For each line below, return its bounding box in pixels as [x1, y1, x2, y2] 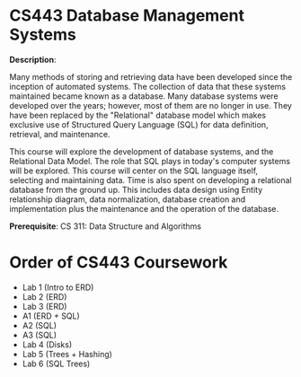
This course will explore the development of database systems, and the [9, 145, 274, 157]
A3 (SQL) [22, 329, 57, 340]
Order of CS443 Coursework [9, 252, 228, 273]
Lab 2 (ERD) [22, 291, 67, 302]
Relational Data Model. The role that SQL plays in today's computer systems [9, 155, 290, 166]
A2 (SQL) [22, 320, 57, 330]
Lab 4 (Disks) [22, 338, 73, 350]
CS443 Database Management [9, 5, 245, 26]
